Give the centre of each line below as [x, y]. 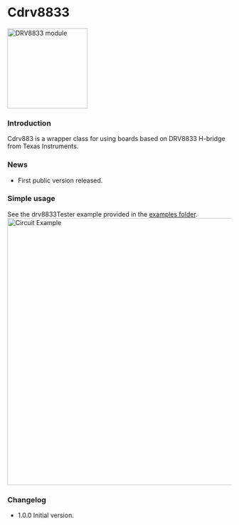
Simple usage [31, 199]
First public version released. [60, 180]
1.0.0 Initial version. [46, 515]
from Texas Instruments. [43, 146]
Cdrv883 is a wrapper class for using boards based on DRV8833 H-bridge [116, 139]
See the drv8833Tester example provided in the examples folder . [102, 214]
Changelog [27, 499]
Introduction [29, 123]
